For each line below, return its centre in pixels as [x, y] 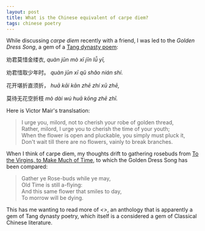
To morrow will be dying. [52, 198]
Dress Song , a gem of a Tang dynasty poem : [62, 47]
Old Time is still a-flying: [52, 185]
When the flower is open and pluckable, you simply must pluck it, [103, 135]
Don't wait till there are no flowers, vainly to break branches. [97, 142]
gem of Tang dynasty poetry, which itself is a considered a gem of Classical [102, 216]
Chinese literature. [30, 222]
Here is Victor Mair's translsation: [48, 111]
